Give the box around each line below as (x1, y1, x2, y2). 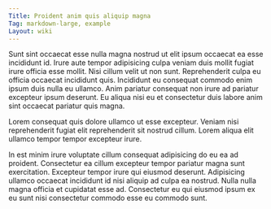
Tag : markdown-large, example (8, 20, 111, 28)
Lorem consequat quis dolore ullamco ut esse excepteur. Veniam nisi (8, 117, 239, 127)
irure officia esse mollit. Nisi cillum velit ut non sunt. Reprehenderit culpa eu (8, 67, 261, 76)
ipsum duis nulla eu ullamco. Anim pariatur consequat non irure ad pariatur (8, 84, 259, 94)
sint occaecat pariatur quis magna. (8, 101, 125, 111)
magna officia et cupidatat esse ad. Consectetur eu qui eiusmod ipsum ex (8, 185, 256, 194)
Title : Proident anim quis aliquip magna (8, 11, 151, 20)
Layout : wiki (8, 27, 53, 35)
